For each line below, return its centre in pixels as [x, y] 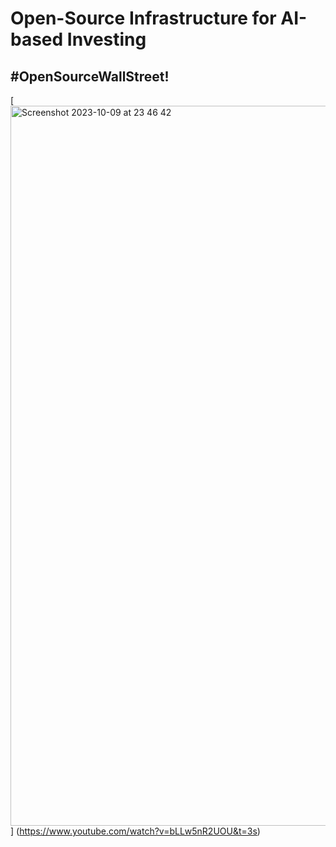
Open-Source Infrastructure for [143, 18]
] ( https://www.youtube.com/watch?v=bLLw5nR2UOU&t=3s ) [135, 831]
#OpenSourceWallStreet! [90, 76]
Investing [106, 39]
